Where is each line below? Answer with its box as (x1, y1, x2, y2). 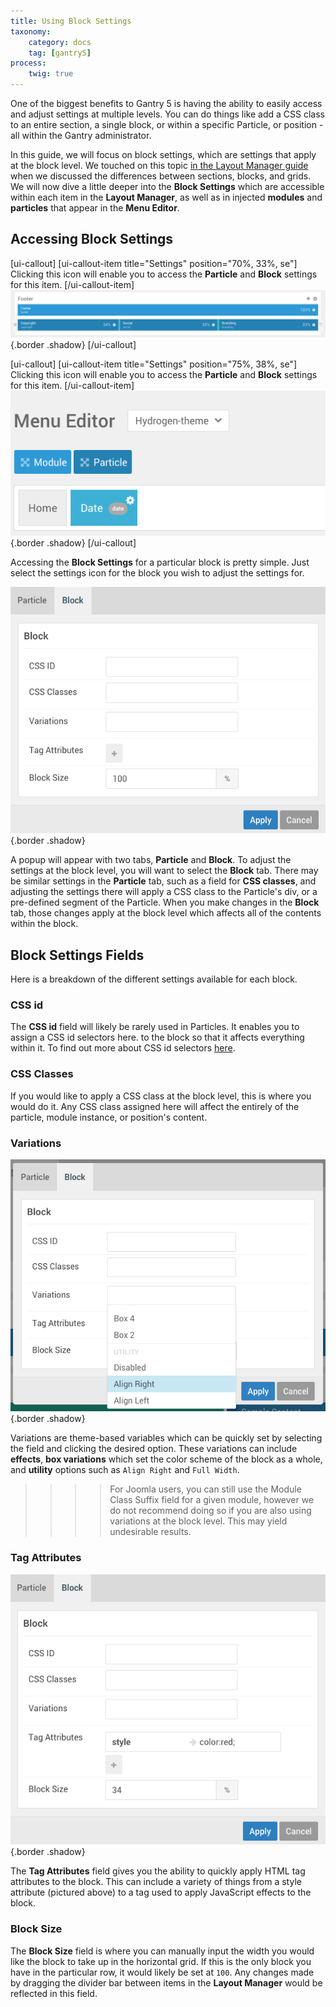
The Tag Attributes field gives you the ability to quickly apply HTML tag (10, 1865, 306, 1877)
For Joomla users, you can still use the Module (109, 1483, 302, 1495)
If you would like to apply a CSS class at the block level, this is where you (10, 1090, 312, 1102)
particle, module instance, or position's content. (10, 1111, 208, 1123)
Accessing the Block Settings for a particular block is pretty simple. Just (10, 556, 310, 569)
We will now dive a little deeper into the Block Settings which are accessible (10, 181, 325, 192)
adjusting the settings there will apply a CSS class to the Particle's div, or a (10, 886, 318, 898)
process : (10, 58, 47, 69)
